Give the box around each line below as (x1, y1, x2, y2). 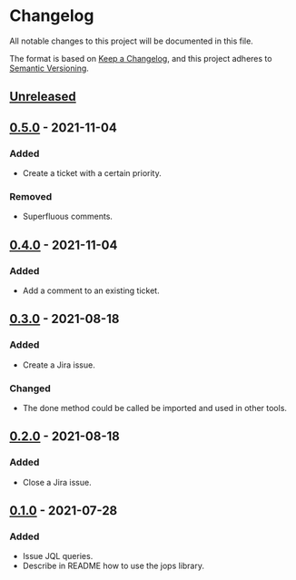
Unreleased (9, 89, 77, 104)
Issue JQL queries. (22, 551, 94, 562)
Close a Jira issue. (22, 477, 93, 487)
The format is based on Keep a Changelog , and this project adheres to (9, 53, 272, 64)
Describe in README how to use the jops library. (22, 560, 204, 572)
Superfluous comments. (22, 211, 113, 222)
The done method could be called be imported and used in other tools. (22, 402, 288, 413)
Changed (9, 382, 52, 395)
